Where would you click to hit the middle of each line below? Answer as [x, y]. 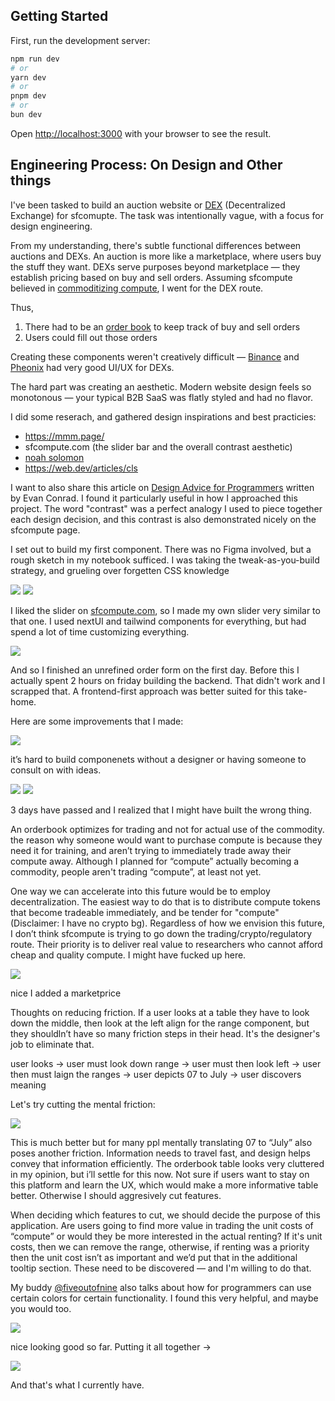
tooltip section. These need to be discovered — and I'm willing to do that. [161, 1268]
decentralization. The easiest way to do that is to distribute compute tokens [165, 901]
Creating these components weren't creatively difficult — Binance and [155, 356]
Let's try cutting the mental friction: [83, 1104]
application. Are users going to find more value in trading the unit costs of [162, 1225]
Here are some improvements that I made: [97, 721]
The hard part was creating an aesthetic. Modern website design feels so [161, 386]
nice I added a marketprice [66, 993]
